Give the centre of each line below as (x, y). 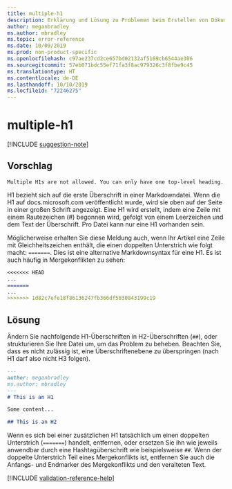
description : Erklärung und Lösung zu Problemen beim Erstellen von (108, 20)
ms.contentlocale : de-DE (43, 78)
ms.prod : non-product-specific (52, 53)
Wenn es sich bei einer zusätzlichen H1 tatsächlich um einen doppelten (108, 435)
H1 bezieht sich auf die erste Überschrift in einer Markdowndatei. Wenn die (114, 195)
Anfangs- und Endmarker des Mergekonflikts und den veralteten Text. (107, 465)
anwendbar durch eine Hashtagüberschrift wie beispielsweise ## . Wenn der (115, 450)
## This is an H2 (32, 422)
